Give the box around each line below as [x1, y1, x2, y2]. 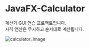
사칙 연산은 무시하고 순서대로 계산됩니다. [5, 26, 84, 32]
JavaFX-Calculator [5, 3, 85, 14]
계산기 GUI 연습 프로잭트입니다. [5, 20, 66, 26]
